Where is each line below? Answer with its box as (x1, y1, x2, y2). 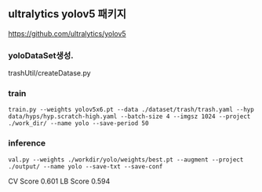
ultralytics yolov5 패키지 (8, 7, 127, 21)
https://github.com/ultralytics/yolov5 (8, 28, 127, 38)
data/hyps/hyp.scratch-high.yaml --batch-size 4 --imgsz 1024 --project (8, 113, 251, 120)
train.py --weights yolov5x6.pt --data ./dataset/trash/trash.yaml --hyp (8, 105, 255, 114)
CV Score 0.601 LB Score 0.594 (8, 176, 111, 186)
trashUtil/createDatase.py (8, 68, 92, 78)
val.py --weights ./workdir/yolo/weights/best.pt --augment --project (8, 156, 244, 164)
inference (8, 138, 46, 149)
